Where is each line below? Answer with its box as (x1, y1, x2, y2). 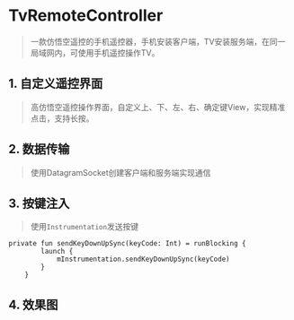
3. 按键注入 (8, 195, 70, 211)
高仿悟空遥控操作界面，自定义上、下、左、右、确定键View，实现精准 (30, 101, 286, 112)
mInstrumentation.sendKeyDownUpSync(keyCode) (56, 255, 230, 264)
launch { (40, 247, 74, 256)
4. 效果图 (8, 297, 58, 312)
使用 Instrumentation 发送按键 (30, 221, 139, 232)
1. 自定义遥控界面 (8, 76, 103, 91)
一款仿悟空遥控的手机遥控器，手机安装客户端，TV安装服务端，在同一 (30, 36, 286, 47)
